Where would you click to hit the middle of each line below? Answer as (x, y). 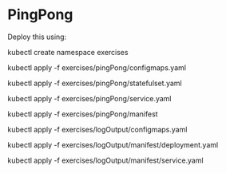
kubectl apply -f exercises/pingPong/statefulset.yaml (95, 83)
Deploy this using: (37, 37)
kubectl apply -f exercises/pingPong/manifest (83, 114)
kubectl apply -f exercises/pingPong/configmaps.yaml (97, 67)
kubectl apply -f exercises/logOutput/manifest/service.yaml (106, 160)
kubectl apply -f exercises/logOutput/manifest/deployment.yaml (113, 144)
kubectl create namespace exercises (68, 52)
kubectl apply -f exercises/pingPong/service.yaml (89, 98)
